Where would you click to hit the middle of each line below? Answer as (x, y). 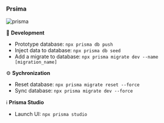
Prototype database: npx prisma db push (64, 44)
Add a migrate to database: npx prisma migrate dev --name (86, 57)
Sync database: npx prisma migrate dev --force (74, 91)
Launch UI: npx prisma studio (51, 114)
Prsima (16, 9)
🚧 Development (25, 33)
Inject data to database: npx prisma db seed (68, 50)
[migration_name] (36, 62)
